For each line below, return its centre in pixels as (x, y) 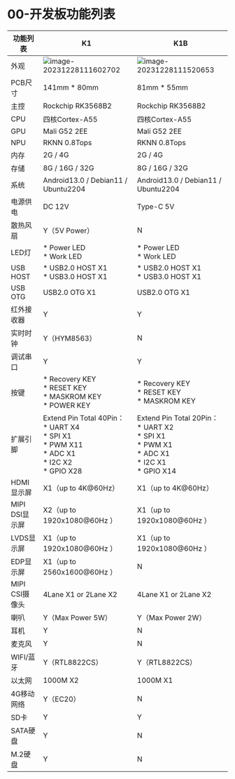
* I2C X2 (58, 462)
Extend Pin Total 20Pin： (178, 418)
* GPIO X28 (63, 471)
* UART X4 (62, 427)
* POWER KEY (67, 405)
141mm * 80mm (71, 87)
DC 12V (56, 206)
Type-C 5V (156, 206)
